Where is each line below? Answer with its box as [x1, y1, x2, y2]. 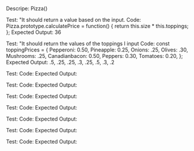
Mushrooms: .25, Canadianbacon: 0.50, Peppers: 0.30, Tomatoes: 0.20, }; [6, 53, 183, 59]
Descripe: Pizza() [6, 5, 48, 12]
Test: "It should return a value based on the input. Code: [6, 16, 141, 23]
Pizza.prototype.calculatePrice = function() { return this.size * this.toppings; [6, 23, 189, 29]
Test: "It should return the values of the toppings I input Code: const [6, 40, 170, 47]
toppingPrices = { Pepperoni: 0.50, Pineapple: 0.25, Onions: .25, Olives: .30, [6, 46, 188, 53]
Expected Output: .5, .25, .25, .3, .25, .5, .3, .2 [6, 59, 115, 66]
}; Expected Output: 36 [6, 29, 61, 36]
